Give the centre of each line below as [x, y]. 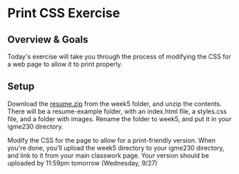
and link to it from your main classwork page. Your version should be [108, 155]
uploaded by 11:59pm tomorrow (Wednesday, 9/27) [83, 163]
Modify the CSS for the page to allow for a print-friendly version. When [112, 140]
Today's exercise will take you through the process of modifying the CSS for [119, 56]
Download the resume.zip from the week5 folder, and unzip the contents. [115, 103]
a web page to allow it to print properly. [65, 64]
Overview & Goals [48, 40]
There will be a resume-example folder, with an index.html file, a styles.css [117, 111]
